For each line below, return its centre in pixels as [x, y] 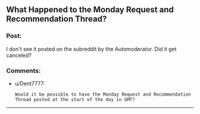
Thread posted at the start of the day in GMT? [75, 99]
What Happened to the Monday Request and [90, 10]
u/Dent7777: [30, 83]
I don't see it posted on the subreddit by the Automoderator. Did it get [91, 49]
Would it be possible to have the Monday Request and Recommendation [103, 94]
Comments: [24, 71]
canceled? [19, 55]
